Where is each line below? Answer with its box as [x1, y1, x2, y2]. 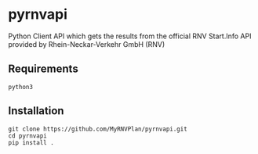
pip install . [8, 138, 55, 146]
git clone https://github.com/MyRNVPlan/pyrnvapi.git [8, 125, 188, 133]
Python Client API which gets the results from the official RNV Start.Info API [8, 31, 252, 41]
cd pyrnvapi [8, 131, 47, 140]
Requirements [8, 63, 78, 76]
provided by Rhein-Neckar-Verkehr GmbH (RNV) [8, 39, 165, 48]
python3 [8, 83, 34, 91]
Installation [8, 104, 64, 118]
